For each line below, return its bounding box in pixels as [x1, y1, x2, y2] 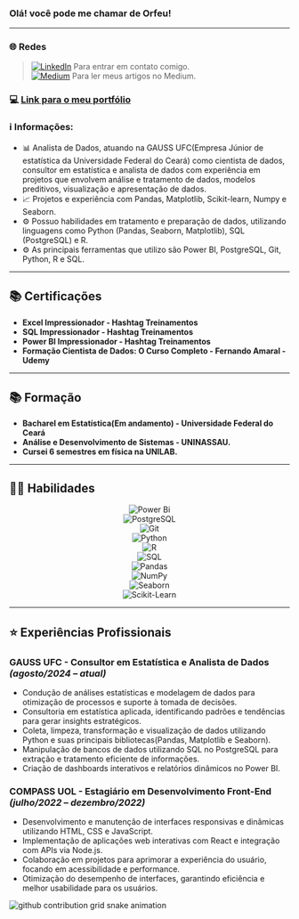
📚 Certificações [9, 289, 102, 305]
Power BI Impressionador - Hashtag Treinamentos [21, 336, 211, 346]
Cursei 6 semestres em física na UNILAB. [21, 446, 178, 457]
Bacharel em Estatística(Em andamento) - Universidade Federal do [21, 418, 274, 429]
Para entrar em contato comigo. [73, 61, 190, 71]
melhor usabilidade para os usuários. [21, 882, 158, 893]
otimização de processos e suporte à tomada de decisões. [21, 696, 238, 707]
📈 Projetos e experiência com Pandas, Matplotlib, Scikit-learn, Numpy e [21, 193, 287, 204]
